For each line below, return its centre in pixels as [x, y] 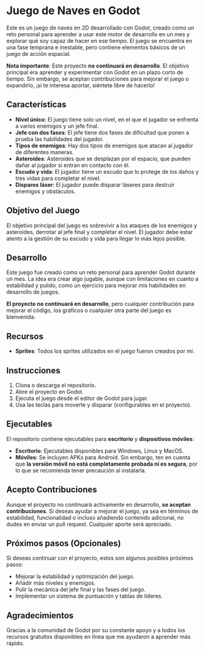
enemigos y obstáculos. [45, 191]
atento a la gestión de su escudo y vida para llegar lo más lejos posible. [96, 238]
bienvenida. [21, 317]
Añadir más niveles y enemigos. [55, 583]
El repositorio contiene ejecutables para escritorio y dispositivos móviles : [100, 439]
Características [36, 105]
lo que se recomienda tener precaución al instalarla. [81, 470]
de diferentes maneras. [44, 152]
